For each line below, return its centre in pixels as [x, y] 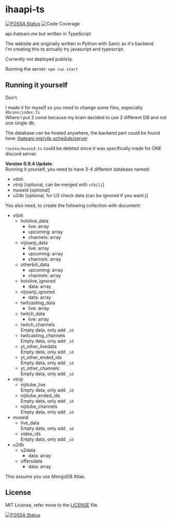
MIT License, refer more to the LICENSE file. [52, 505]
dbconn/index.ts [23, 112]
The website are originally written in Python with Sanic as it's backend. [80, 43]
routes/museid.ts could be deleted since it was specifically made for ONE [83, 148]
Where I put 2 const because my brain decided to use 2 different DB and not [86, 117]
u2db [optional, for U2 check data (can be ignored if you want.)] [80, 195]
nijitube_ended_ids [40, 395]
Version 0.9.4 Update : [29, 163]
